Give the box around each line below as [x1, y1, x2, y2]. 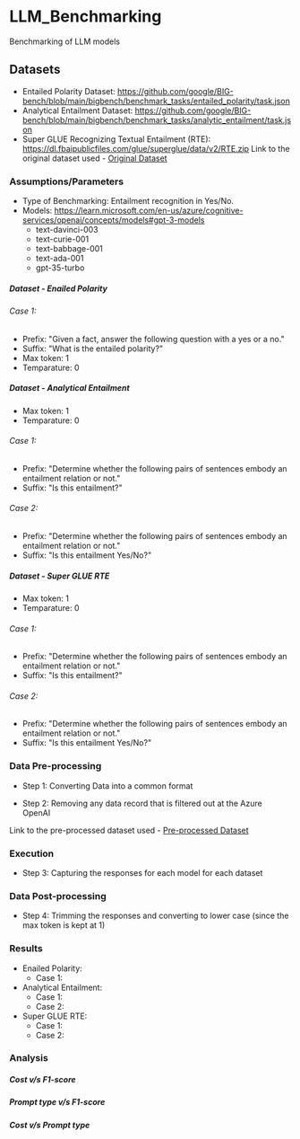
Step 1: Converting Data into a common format [21, 780, 193, 791]
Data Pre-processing [9, 760, 102, 773]
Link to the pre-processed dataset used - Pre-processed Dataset [9, 825, 249, 835]
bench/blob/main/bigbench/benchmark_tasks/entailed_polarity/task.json [21, 95, 291, 106]
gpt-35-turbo [35, 262, 85, 273]
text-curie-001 [35, 234, 90, 244]
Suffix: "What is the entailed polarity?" [21, 343, 164, 354]
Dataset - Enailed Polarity [9, 283, 107, 294]
